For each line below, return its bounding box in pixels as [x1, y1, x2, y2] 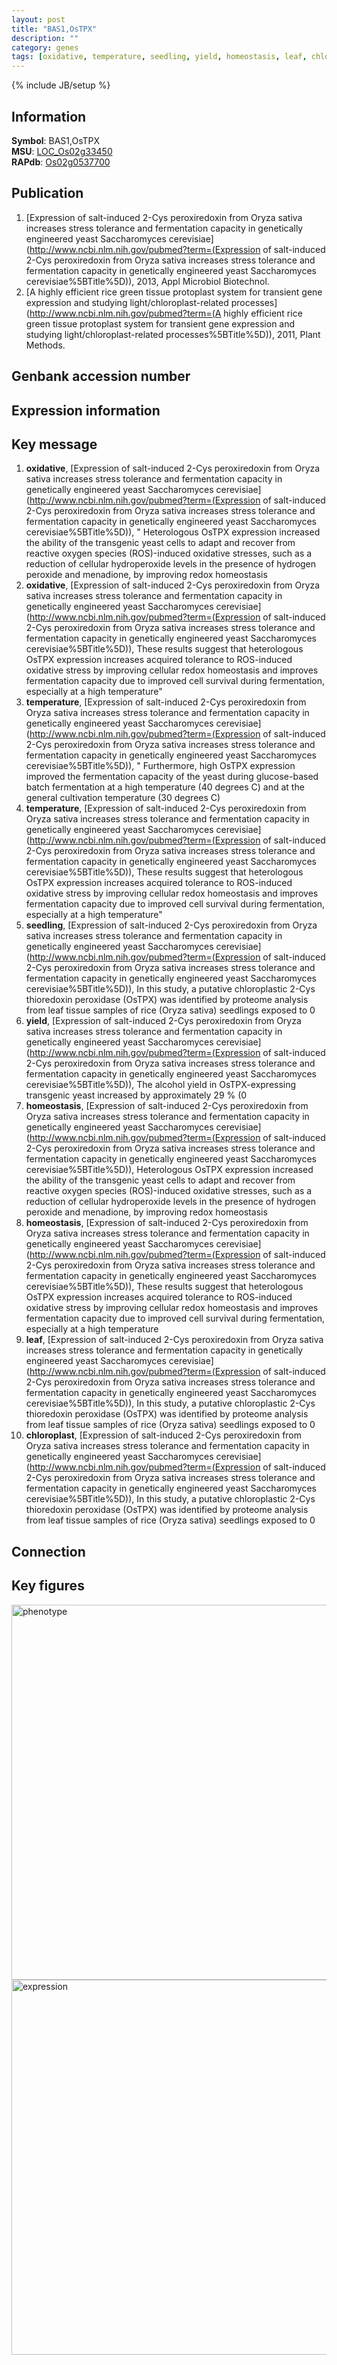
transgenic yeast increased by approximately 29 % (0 [25, 1089, 248, 1101]
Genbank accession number [11, 368, 191, 385]
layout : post [11, 14, 66, 25]
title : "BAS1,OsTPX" [11, 24, 98, 34]
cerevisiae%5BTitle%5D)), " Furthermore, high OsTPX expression [25, 760, 296, 772]
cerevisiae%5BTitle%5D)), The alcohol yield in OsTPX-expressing [25, 1079, 297, 1091]
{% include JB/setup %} [11, 79, 111, 91]
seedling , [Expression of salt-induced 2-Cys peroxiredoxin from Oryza [25, 919, 318, 931]
